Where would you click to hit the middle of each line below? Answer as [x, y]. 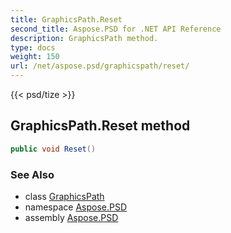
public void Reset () [53, 149]
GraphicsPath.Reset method [100, 126]
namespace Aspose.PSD [76, 207]
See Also [32, 174]
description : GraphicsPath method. [84, 38]
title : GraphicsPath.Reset [66, 19]
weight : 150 [35, 57]
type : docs [33, 47]
